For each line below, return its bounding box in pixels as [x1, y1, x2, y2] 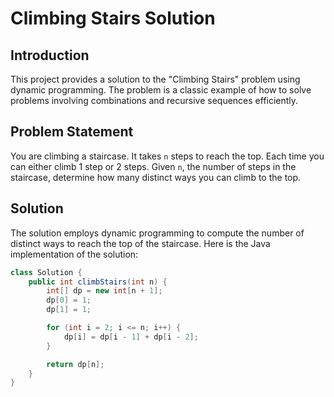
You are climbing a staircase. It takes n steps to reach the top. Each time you [10, 150, 325, 162]
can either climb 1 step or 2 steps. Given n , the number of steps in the [10, 160, 297, 172]
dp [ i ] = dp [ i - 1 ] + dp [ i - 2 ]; [63, 332, 199, 342]
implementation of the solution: [10, 248, 139, 260]
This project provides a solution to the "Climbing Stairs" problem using [10, 73, 301, 85]
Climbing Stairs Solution [10, 7, 216, 30]
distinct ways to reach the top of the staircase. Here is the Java [10, 237, 271, 249]
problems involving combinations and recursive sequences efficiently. [10, 95, 299, 106]
